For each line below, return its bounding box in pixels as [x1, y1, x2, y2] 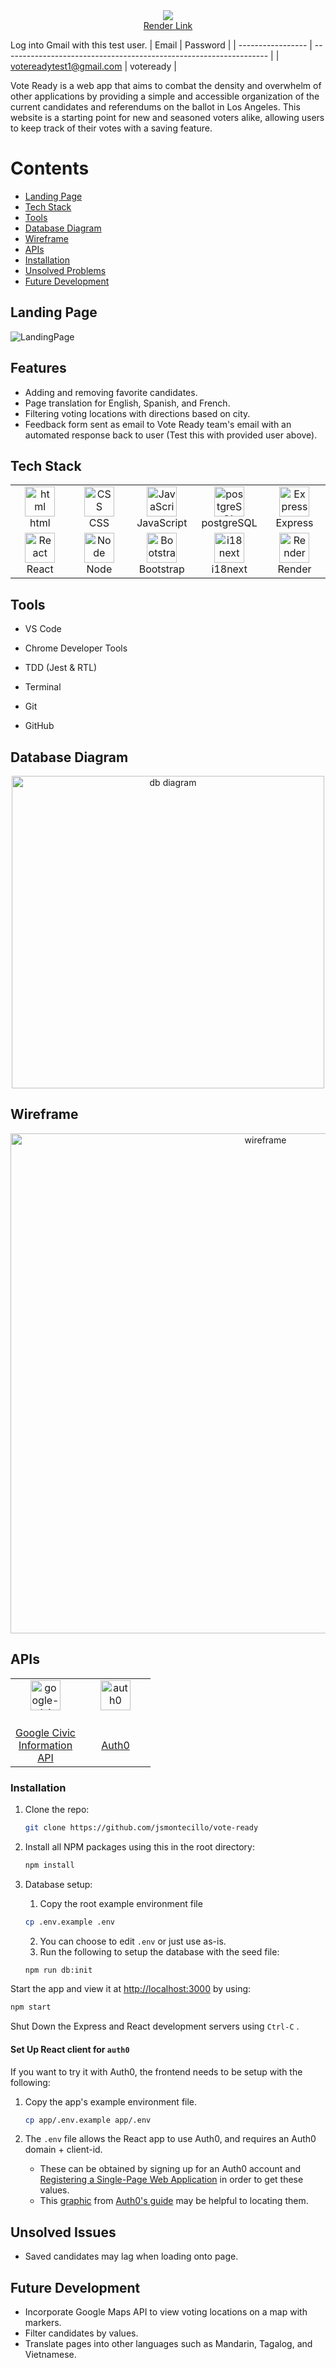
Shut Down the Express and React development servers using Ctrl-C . [10, 2020, 300, 2033]
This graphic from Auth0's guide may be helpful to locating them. [39, 2195, 309, 2207]
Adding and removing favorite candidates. [24, 386, 198, 398]
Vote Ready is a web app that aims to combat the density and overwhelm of [10, 80, 322, 91]
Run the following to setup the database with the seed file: [39, 1945, 280, 1958]
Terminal [24, 681, 62, 693]
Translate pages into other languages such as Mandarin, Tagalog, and [24, 2338, 313, 2349]
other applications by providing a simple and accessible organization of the [10, 90, 320, 102]
